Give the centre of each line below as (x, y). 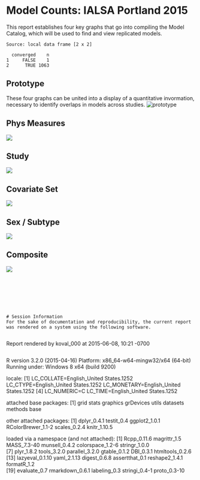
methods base (24, 409)
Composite (27, 255)
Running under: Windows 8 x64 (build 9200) (61, 367)
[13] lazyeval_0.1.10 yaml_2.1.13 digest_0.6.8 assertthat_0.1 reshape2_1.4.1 (95, 458)
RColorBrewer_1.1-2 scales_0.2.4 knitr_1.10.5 (60, 427)
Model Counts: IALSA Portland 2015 (97, 10)
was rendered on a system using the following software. (79, 327)
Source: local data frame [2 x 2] (49, 44)
